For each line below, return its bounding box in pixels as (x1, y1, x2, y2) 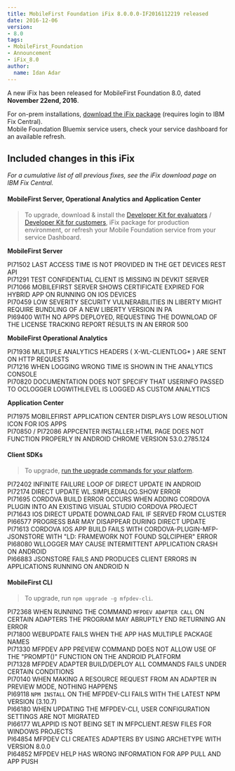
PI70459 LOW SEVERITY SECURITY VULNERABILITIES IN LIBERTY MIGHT (7, 297, 222, 306)
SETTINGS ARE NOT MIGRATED (7, 712, 100, 720)
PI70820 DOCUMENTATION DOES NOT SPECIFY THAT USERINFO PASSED (7, 377, 224, 386)
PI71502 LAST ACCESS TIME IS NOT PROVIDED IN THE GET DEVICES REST (7, 260, 227, 268)
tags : (7, 37, 23, 44)
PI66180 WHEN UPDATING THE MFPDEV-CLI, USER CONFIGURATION (7, 705, 210, 713)
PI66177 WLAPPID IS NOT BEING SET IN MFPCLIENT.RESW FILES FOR (7, 720, 212, 728)
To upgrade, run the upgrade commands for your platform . (24, 466, 194, 475)
